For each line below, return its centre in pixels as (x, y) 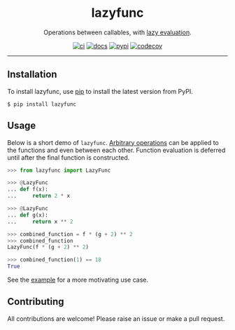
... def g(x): (28, 215)
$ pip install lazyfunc (42, 104)
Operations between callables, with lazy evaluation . (117, 32)
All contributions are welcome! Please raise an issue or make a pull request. (116, 318)
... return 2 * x (39, 196)
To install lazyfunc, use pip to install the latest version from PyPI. (100, 91)
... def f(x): (28, 190)
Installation (32, 75)
